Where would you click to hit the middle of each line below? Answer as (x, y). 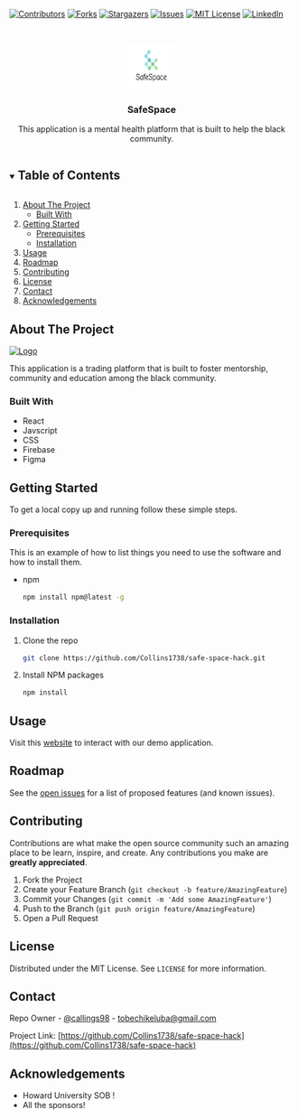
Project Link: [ (35, 1036)
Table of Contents (69, 175)
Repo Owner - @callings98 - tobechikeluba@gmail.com (113, 1018)
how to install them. (46, 562)
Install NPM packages (63, 675)
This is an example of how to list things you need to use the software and (145, 553)
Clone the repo (50, 640)
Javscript (40, 431)
